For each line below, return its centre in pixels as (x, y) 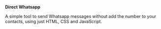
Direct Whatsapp (23, 7)
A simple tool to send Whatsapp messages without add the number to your (81, 16)
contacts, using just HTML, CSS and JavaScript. (54, 22)
